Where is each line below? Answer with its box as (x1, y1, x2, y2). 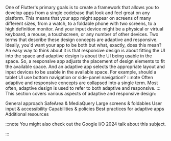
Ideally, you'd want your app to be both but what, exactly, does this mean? (5, 42, 162, 48)
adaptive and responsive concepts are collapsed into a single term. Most (5, 80, 158, 86)
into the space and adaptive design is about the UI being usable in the (5, 53, 152, 59)
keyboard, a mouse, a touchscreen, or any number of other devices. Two (5, 31, 159, 37)
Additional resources (5, 111, 49, 117)
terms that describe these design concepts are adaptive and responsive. (5, 37, 158, 43)
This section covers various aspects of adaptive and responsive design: (5, 91, 157, 96)
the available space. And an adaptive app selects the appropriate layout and (5, 63, 165, 69)
